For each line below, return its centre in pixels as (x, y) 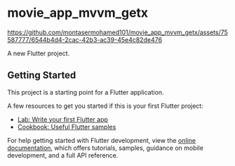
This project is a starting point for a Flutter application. (86, 92)
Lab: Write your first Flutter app (63, 119)
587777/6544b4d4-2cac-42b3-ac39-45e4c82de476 (85, 39)
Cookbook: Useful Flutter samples (67, 127)
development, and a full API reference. (63, 155)
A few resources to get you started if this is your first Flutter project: (105, 106)
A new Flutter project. (39, 53)
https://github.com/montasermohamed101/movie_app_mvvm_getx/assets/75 (117, 32)
